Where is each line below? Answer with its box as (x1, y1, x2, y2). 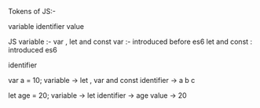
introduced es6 (8, 45, 57, 54)
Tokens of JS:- (8, 7, 57, 16)
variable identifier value (8, 22, 85, 31)
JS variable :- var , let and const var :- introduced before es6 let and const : (8, 37, 253, 46)
